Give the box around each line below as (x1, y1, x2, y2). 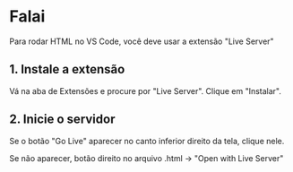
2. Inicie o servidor (9, 112, 116, 127)
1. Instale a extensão (9, 62, 125, 77)
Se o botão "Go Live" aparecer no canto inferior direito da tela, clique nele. (9, 135, 285, 146)
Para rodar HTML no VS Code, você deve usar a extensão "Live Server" (9, 36, 275, 47)
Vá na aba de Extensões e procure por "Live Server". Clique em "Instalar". (9, 85, 282, 96)
